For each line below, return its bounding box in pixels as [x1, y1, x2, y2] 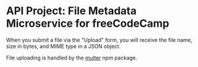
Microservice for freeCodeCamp [6, 17, 170, 30]
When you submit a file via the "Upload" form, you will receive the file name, [6, 36, 193, 43]
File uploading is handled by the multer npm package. [6, 54, 138, 61]
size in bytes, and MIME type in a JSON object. [6, 43, 121, 50]
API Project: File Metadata [6, 4, 137, 18]
